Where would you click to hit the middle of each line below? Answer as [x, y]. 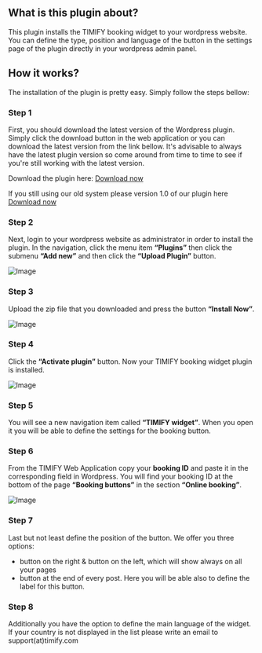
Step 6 [21, 451]
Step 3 [21, 292]
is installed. [26, 369]
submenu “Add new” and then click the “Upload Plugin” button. [112, 256]
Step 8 [21, 607]
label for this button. [52, 586]
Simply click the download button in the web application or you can [116, 138]
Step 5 [21, 405]
